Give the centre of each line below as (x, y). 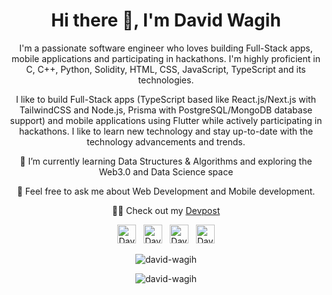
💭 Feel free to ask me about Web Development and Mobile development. (166, 191)
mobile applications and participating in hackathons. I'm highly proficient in (166, 58)
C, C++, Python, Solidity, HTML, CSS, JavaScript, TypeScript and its (166, 69)
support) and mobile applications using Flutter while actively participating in (166, 120)
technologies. (166, 80)
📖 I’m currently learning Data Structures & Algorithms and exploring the (166, 161)
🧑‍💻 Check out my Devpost (166, 210)
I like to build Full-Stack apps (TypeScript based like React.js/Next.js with (166, 99)
